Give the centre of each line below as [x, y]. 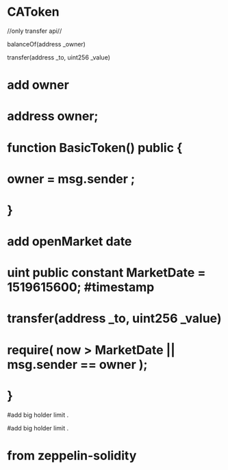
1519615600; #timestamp [81, 287]
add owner [38, 85]
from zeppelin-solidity [72, 455]
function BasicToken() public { [95, 147]
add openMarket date [69, 242]
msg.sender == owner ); [77, 364]
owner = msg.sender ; [71, 179]
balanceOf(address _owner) [46, 44]
